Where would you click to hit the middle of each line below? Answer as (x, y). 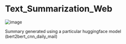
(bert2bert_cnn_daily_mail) (31, 36)
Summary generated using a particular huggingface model (63, 31)
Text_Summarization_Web (59, 9)
